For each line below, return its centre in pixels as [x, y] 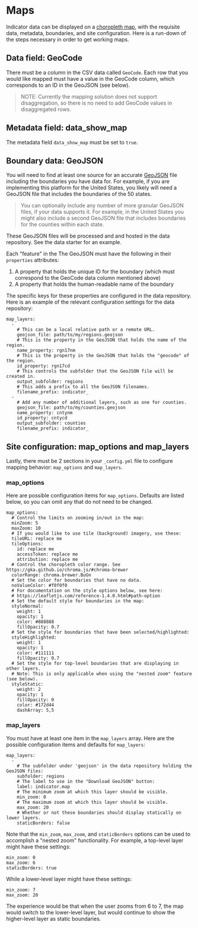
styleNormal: [28, 607]
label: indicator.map [43, 787]
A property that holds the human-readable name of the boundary [94, 284]
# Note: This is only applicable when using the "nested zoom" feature [102, 674]
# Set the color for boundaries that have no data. [77, 580]
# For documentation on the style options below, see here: [87, 591]
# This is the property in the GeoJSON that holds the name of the [102, 340]
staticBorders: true [32, 868]
